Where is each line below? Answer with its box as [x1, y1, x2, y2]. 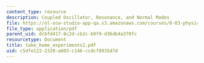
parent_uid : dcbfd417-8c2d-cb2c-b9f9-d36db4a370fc [6, 31, 137, 37]
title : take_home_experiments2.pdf [6, 43, 97, 49]
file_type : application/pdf [6, 25, 78, 32]
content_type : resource [6, 8, 67, 15]
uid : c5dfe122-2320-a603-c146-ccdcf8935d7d [6, 48, 118, 54]
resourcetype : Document [6, 37, 67, 43]
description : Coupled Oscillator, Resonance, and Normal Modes [6, 14, 170, 20]
